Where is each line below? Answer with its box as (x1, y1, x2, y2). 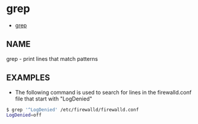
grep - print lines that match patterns (6, 55, 98, 62)
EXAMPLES (6, 73, 50, 83)
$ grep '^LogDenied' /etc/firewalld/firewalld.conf (6, 107, 139, 113)
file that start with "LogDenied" (14, 95, 92, 102)
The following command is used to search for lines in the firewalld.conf (14, 88, 192, 96)
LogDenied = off (6, 112, 42, 119)
